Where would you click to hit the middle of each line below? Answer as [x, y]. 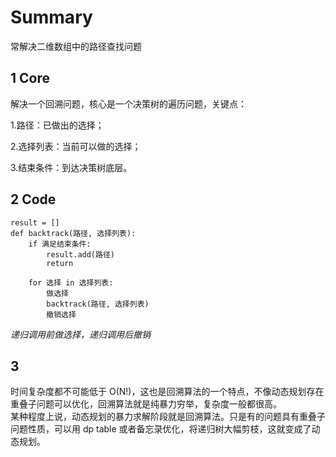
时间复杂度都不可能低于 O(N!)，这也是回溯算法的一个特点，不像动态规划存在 [167, 392]
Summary [51, 17]
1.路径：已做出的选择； [57, 125]
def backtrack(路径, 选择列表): [73, 233]
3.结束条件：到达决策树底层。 [71, 167]
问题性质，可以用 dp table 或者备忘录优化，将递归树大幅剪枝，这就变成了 [161, 429]
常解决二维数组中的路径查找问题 [76, 46]
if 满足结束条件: [60, 244]
